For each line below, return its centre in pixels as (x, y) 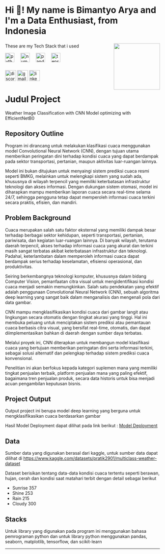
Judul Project (33, 99)
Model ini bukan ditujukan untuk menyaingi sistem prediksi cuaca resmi (77, 171)
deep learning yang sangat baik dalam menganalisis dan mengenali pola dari (82, 297)
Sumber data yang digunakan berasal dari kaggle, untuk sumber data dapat (82, 453)
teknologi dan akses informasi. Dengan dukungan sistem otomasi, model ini (82, 187)
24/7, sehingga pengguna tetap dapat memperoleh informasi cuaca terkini (80, 197)
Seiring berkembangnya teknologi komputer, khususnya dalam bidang (76, 276)
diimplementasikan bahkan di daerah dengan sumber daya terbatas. (74, 333)
